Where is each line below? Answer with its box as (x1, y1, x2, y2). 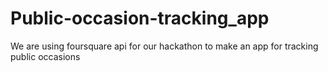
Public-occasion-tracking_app (10, 7, 270, 30)
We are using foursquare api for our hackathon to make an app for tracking (10, 40, 319, 52)
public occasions (10, 50, 81, 62)
